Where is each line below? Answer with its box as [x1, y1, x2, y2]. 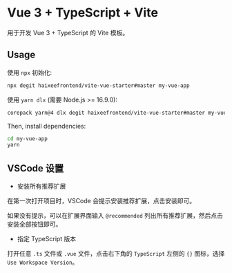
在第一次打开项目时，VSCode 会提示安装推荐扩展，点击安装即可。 [7, 197, 195, 205]
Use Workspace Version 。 [7, 258, 79, 267]
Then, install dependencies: [7, 122, 86, 130]
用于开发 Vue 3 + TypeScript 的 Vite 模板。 [7, 28, 129, 37]
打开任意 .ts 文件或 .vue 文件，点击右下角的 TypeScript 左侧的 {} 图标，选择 [7, 250, 225, 258]
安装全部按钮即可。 [7, 220, 62, 229]
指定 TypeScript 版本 [17, 235, 77, 243]
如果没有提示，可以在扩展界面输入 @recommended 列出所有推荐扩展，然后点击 [7, 211, 223, 220]
